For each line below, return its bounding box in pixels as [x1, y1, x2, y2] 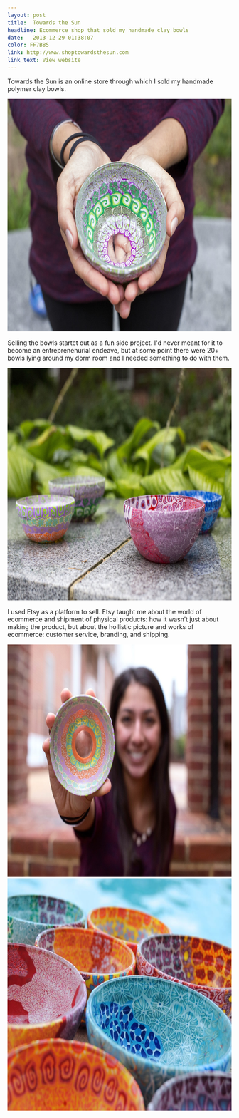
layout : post [7, 11, 46, 19]
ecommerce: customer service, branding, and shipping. [7, 630, 170, 638]
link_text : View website [7, 57, 81, 64]
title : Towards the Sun [7, 19, 81, 26]
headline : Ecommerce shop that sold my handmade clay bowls [7, 26, 190, 33]
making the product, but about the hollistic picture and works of [7, 622, 194, 631]
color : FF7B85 [7, 41, 50, 49]
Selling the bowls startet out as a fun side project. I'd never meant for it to [7, 338, 223, 347]
